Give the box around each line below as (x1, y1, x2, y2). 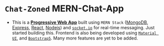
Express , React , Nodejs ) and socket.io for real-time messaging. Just (12, 24, 155, 30)
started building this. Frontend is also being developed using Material (12, 30, 157, 36)
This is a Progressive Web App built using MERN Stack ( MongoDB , (12, 19, 149, 25)
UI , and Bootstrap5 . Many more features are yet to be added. (12, 35, 138, 41)
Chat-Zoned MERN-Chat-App (5, 3, 124, 14)
